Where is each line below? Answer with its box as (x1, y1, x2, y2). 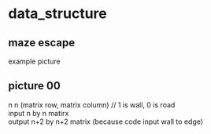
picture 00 (8, 79, 61, 92)
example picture (8, 56, 61, 66)
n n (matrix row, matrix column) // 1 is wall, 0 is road (8, 100, 176, 110)
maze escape (8, 36, 76, 49)
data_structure (8, 5, 108, 23)
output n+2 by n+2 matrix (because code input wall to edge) (8, 117, 203, 126)
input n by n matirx (8, 108, 69, 118)
